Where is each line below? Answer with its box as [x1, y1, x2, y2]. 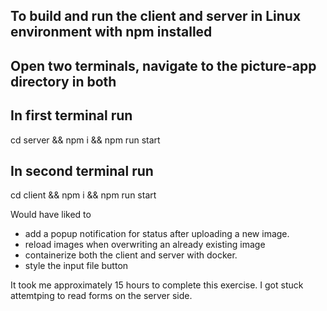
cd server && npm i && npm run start [10, 134, 161, 146]
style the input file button [24, 260, 129, 272]
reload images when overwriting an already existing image [24, 239, 266, 251]
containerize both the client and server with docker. [24, 249, 238, 261]
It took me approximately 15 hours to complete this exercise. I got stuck [10, 279, 304, 291]
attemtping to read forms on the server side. [10, 290, 193, 302]
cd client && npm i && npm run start [10, 189, 157, 201]
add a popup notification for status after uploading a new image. [24, 228, 290, 240]
